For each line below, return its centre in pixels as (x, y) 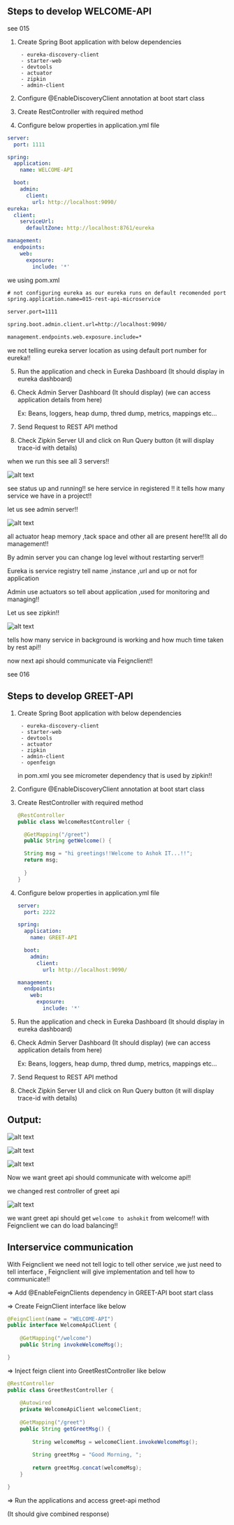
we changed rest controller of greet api (64, 1191)
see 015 (19, 28)
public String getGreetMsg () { (65, 1429)
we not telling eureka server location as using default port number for (107, 350)
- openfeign (38, 762)
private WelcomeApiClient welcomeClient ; (81, 1410)
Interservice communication (71, 1247)
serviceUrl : (37, 222)
